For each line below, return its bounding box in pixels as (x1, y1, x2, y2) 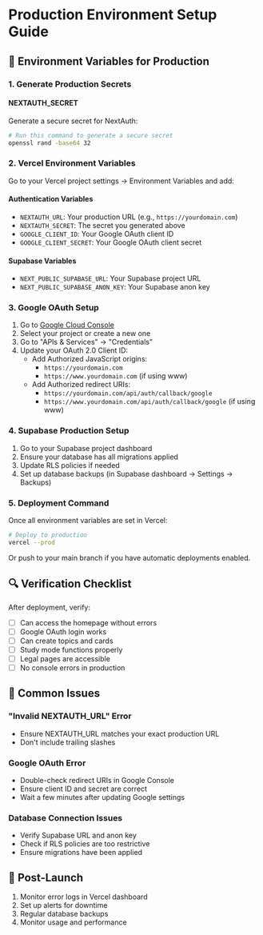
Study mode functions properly (19, 645, 123, 654)
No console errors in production (19, 662, 126, 673)
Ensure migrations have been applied (19, 848, 142, 857)
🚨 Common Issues (8, 686, 101, 701)
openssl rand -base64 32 (8, 138, 91, 147)
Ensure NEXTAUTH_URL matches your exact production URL (19, 729, 220, 738)
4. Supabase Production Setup (8, 426, 130, 437)
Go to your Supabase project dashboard (19, 443, 153, 453)
